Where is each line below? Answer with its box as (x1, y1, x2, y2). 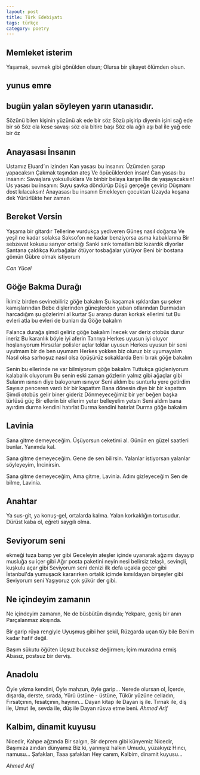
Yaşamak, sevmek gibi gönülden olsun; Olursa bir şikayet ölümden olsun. (6, 63, 186, 71)
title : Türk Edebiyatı (6, 14, 63, 20)
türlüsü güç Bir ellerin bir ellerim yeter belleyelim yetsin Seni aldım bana (6, 397, 182, 404)
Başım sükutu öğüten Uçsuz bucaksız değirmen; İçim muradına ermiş (6, 646, 177, 653)
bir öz (6, 130, 21, 137)
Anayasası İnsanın (6, 147, 76, 157)
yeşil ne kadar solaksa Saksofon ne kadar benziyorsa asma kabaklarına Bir (6, 234, 190, 241)
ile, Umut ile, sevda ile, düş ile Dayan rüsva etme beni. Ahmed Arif (6, 704, 168, 712)
